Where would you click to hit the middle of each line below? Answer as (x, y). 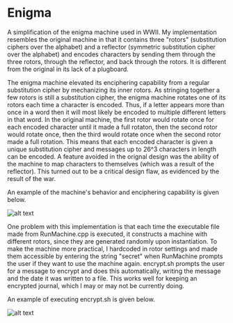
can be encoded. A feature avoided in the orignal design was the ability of (113, 156)
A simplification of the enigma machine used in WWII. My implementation (112, 32)
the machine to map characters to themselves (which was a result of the (111, 164)
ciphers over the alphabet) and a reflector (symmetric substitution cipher (111, 47)
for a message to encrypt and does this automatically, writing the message (114, 271)
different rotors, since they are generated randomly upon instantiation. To (112, 241)
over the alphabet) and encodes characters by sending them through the (111, 54)
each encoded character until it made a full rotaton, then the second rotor (112, 127)
